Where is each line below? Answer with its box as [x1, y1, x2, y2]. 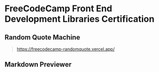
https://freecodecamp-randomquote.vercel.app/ [16, 46, 115, 52]
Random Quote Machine [4, 33, 80, 41]
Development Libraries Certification [4, 13, 155, 25]
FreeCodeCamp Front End [4, 3, 113, 14]
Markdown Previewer [4, 60, 72, 69]
